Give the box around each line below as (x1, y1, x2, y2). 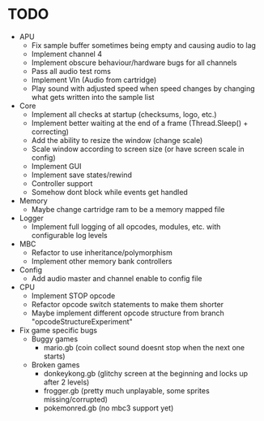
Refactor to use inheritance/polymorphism (31, 247, 173, 257)
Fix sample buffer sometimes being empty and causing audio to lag (31, 40, 257, 50)
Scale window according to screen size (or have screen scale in (31, 144, 245, 154)
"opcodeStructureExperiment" (31, 316, 133, 326)
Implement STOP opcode (31, 290, 116, 301)
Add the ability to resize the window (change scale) (31, 135, 203, 145)
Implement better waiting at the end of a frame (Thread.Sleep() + (31, 118, 249, 128)
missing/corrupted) (43, 394, 109, 404)
